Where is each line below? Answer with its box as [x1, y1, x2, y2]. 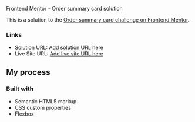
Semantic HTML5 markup [14, 97, 77, 104]
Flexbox [14, 110, 34, 117]
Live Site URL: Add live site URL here [14, 50, 104, 57]
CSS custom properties [14, 104, 72, 111]
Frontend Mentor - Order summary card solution [6, 5, 123, 12]
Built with [6, 85, 34, 93]
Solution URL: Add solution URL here [14, 44, 104, 51]
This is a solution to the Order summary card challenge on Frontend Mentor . [6, 16, 190, 23]
